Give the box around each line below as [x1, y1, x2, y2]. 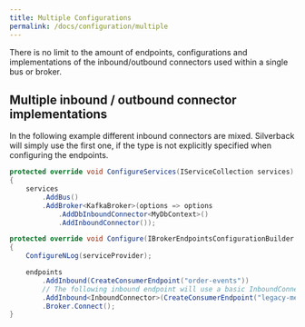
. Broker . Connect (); [42, 302, 116, 311]
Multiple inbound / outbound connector [9, 92, 238, 107]
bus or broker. [9, 65, 62, 77]
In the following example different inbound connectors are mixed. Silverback [9, 131, 295, 142]
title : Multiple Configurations [9, 13, 132, 23]
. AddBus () [42, 193, 79, 202]
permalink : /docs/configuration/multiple [9, 22, 169, 31]
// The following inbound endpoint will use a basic [42, 284, 246, 293]
